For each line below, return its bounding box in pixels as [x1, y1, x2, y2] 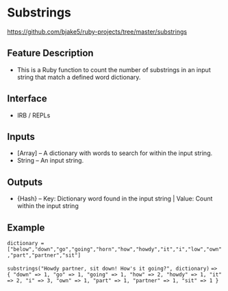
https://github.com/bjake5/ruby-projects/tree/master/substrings [7, 27, 187, 36]
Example [7, 222, 45, 233]
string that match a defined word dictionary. [16, 73, 141, 81]
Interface [7, 93, 47, 104]
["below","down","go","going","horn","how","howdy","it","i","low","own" [7, 246, 223, 253]
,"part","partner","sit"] [7, 252, 81, 259]
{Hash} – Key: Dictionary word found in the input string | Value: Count [16, 194, 213, 203]
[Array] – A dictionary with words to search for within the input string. [16, 149, 213, 157]
